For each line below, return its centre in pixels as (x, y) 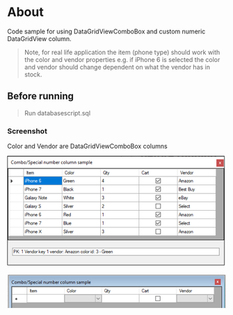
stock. (33, 74)
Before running (41, 96)
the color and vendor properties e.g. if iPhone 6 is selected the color (122, 59)
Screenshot (27, 131)
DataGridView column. (39, 38)
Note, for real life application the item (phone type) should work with (122, 52)
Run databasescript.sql (57, 113)
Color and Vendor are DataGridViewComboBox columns (88, 146)
